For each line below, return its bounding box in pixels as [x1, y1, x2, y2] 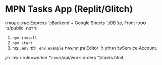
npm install [12, 35, 37, 40]
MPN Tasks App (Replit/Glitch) [5, 3, 133, 15]
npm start [12, 40, 33, 45]
